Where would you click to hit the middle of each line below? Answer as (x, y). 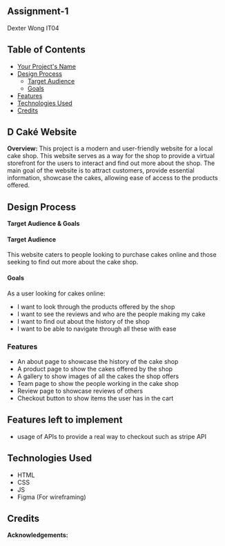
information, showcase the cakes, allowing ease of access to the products (113, 178)
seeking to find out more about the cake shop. (73, 262)
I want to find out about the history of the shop (83, 321)
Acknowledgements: (38, 535)
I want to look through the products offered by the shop (96, 306)
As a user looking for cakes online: (56, 293)
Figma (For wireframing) (51, 497)
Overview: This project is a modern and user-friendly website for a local (110, 148)
